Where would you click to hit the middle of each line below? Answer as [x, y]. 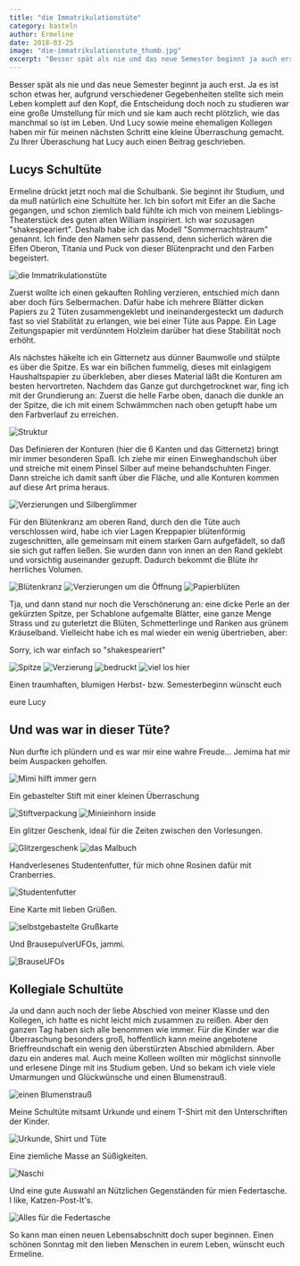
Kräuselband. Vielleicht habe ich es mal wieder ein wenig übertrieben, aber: [149, 633]
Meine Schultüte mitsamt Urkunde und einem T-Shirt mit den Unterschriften [149, 1112]
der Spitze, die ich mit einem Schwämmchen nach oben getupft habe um [143, 404]
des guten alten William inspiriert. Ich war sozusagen [158, 219]
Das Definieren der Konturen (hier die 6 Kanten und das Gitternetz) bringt [144, 449]
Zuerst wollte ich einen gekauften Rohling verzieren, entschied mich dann [144, 293]
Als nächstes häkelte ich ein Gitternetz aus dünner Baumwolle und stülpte [145, 357]
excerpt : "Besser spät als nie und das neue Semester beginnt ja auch [143, 59]
